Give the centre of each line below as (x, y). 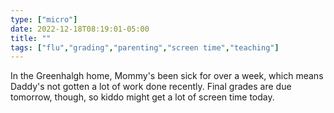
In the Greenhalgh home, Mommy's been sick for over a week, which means (167, 76)
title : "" (31, 38)
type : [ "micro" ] (44, 19)
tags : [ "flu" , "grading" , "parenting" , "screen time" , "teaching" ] (145, 47)
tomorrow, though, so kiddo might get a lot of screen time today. (142, 97)
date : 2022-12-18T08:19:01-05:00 (80, 29)
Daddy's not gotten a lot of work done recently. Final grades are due (151, 87)
